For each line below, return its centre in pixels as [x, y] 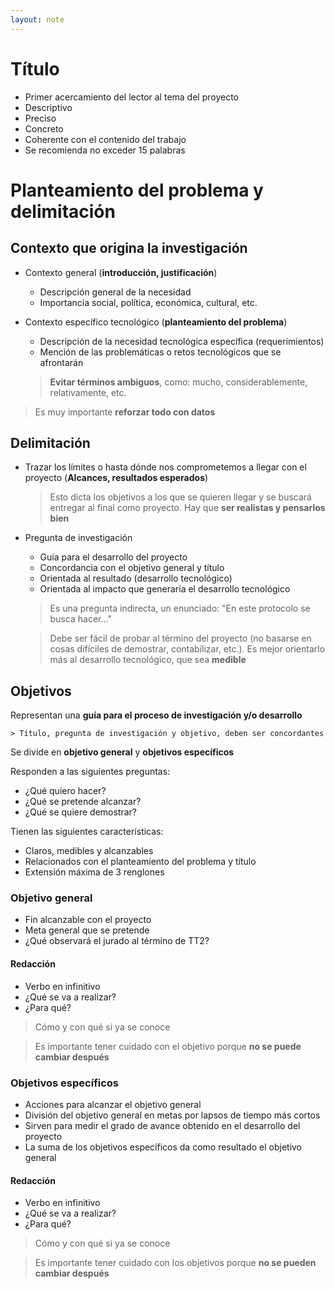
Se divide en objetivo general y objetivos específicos [122, 752]
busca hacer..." [80, 619]
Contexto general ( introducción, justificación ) [121, 272]
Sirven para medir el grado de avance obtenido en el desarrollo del [162, 1125]
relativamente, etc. [88, 392]
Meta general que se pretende [87, 930]
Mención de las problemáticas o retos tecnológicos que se [160, 352]
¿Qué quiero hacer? [65, 791]
